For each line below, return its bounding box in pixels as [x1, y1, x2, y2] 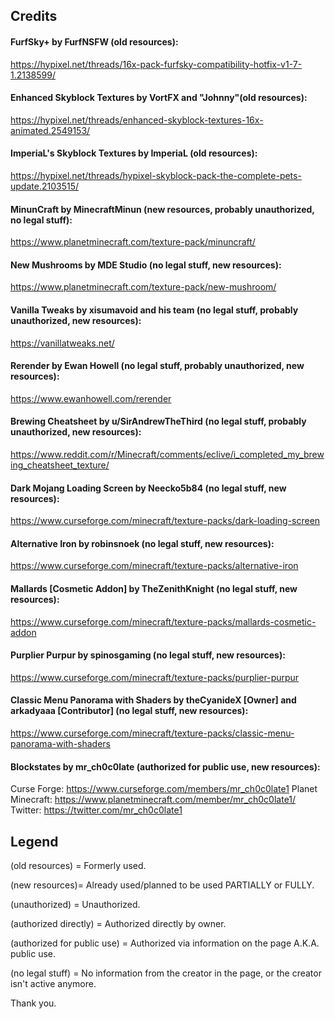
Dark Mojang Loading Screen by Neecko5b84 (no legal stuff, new [10, 482, 287, 494]
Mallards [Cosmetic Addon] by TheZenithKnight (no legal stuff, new [10, 583, 298, 595]
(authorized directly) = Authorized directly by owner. [10, 918, 227, 930]
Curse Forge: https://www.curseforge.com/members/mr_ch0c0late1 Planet [10, 783, 318, 795]
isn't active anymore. [10, 978, 97, 990]
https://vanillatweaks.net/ [10, 337, 115, 349]
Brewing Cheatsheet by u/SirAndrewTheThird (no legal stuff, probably [10, 415, 307, 428]
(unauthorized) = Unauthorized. [10, 899, 141, 911]
